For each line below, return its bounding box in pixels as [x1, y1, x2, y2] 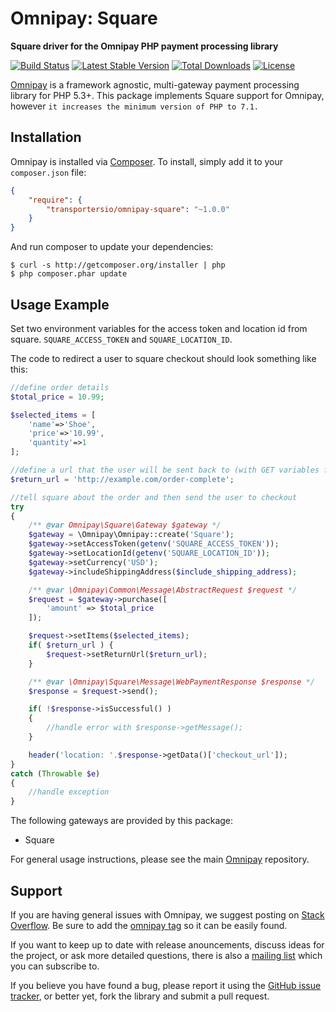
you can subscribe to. [10, 960, 100, 972]
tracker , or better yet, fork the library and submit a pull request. [10, 990, 270, 1002]
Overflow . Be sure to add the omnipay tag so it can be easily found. [10, 920, 288, 931]
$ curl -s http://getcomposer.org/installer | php [10, 260, 226, 271]
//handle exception [28, 787, 110, 797]
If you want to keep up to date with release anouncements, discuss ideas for [10, 939, 325, 951]
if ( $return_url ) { [28, 640, 114, 651]
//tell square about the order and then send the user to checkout [10, 492, 298, 502]
